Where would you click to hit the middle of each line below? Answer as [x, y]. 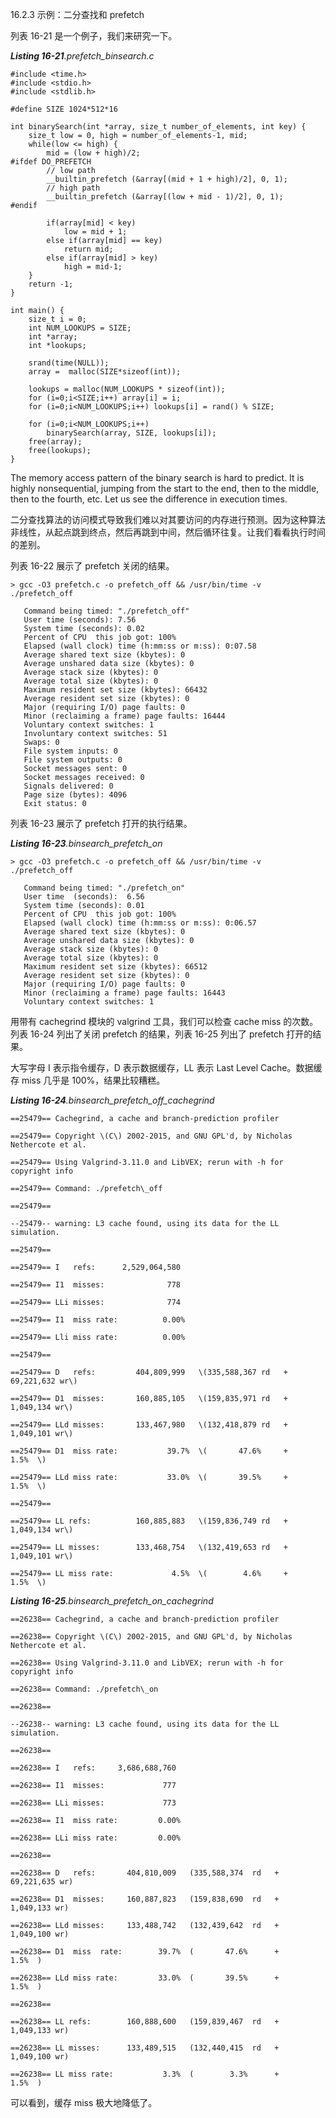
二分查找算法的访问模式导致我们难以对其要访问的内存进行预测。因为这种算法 [168, 519]
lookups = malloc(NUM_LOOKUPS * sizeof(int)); [127, 389]
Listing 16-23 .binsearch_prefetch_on [86, 843]
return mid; [88, 249]
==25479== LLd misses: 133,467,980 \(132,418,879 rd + [149, 1425]
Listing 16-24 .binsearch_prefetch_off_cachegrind [112, 1100]
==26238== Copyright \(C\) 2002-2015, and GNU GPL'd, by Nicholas [151, 1637]
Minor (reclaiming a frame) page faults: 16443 [124, 993]
